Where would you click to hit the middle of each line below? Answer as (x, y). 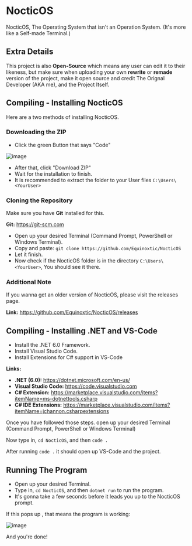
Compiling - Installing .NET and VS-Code (82, 331)
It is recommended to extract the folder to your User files (83, 180)
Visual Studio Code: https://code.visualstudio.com (76, 386)
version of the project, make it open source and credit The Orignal (85, 78)
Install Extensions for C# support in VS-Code (69, 357)
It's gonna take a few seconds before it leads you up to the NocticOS (97, 497)
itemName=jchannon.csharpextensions (62, 411)
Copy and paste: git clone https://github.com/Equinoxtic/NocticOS (98, 248)
